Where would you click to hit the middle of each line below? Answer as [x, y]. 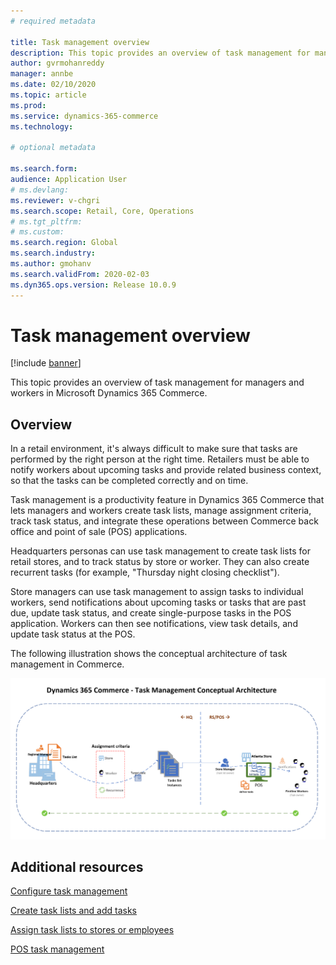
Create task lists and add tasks [73, 911]
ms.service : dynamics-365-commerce [84, 116]
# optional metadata [53, 148]
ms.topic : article [48, 95]
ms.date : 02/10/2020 [53, 85]
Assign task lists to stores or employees [92, 930]
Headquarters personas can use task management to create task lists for [160, 551]
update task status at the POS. [73, 634]
